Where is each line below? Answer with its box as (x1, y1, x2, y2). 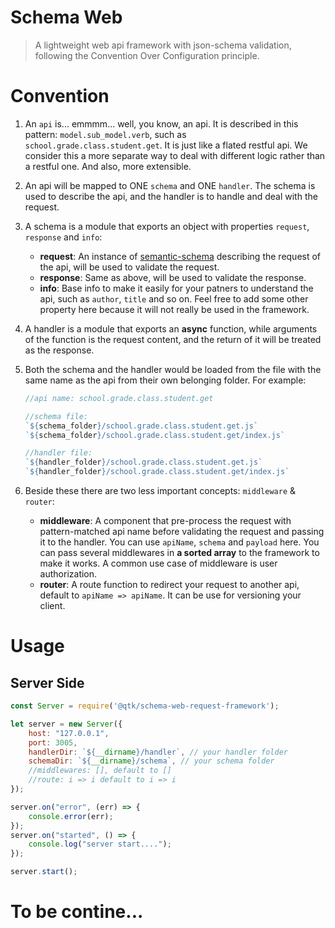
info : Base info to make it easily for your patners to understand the (39, 282, 314, 294)
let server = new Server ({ (10, 719, 123, 729)
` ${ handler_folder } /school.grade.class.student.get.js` (24, 457, 263, 468)
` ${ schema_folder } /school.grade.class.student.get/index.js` (24, 430, 286, 440)
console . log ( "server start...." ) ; (28, 839, 172, 850)
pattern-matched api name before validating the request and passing (39, 526, 325, 537)
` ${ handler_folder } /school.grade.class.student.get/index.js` (24, 467, 290, 477)
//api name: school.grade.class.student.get (24, 393, 214, 403)
